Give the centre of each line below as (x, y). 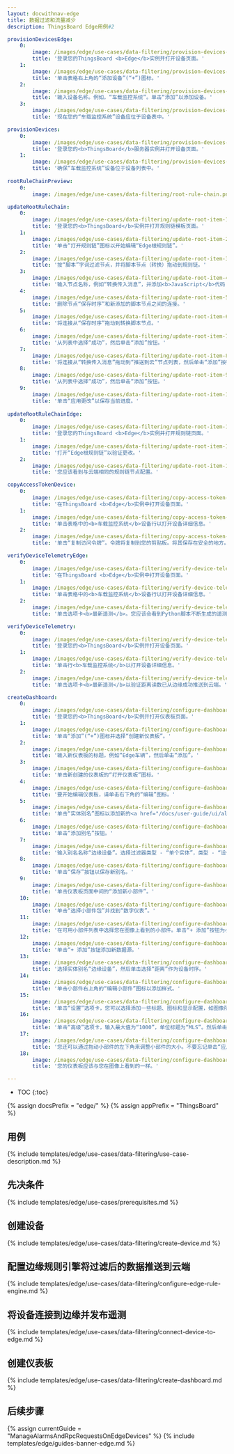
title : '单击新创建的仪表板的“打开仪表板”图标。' (96, 775)
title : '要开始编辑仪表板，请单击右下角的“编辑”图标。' (104, 795)
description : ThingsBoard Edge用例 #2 (61, 26)
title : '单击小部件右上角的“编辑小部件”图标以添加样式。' (107, 988)
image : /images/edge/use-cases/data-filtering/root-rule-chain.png (132, 194)
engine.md (23, 1291)
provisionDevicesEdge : (40, 39)
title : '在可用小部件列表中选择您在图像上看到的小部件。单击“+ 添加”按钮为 (128, 930)
